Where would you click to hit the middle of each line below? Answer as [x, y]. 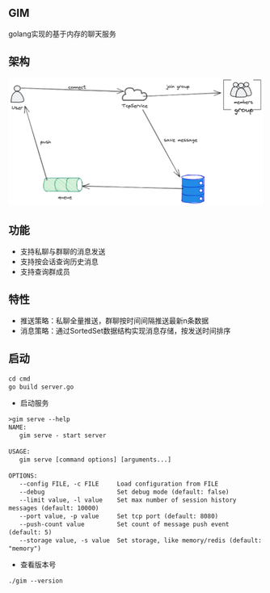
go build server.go [41, 387]
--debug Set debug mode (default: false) [124, 492]
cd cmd [19, 379]
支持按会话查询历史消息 [59, 261]
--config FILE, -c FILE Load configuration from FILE [119, 484]
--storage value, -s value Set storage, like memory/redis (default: [141, 540]
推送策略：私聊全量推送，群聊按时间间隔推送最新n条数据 [114, 320]
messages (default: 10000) [54, 508]
